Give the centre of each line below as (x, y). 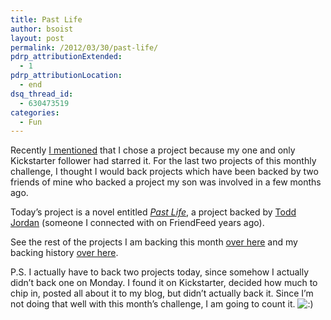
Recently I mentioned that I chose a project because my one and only (153, 150)
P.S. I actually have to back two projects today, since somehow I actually (160, 272)
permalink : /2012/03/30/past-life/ (84, 47)
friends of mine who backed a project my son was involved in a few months (166, 182)
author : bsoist (42, 29)
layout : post (37, 38)
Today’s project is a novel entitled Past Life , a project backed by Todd (153, 212)
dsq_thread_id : (42, 94)
